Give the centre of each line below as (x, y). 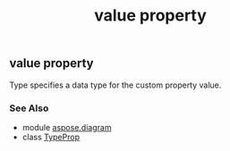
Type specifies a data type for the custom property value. (115, 85)
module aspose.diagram (67, 127)
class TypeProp (51, 137)
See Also (29, 108)
